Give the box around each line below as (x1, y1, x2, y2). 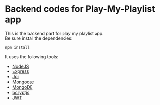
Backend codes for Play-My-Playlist (5, 3, 155, 15)
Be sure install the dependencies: (5, 35, 73, 41)
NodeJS (12, 63, 29, 69)
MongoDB (12, 84, 33, 90)
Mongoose (12, 79, 34, 85)
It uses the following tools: (5, 53, 59, 60)
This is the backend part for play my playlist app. (5, 30, 104, 36)
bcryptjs (12, 89, 30, 95)
